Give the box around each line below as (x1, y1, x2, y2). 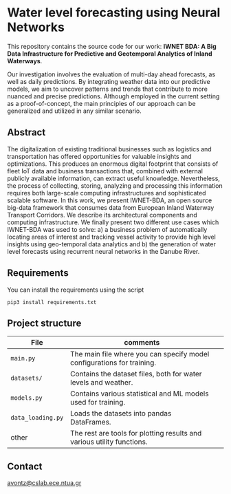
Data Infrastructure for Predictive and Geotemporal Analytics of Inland (7, 50, 212, 58)
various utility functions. (69, 437, 148, 447)
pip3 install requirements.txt (7, 299, 97, 305)
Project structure (7, 317, 82, 329)
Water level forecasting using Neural (7, 5, 221, 21)
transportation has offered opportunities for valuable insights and (7, 152, 192, 160)
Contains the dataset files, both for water (69, 369, 202, 379)
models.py (10, 394, 43, 402)
